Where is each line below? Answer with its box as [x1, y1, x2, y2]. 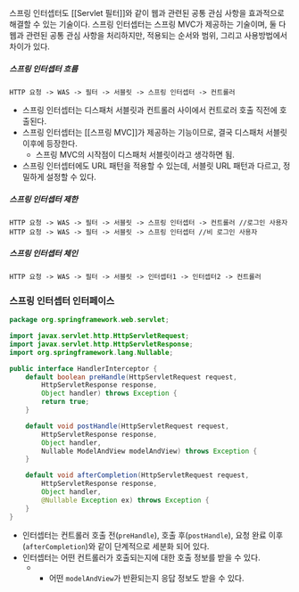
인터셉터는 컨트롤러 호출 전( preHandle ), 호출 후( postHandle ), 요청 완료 [21, 530, 267, 540]
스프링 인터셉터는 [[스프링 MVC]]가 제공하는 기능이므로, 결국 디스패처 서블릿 [21, 127, 288, 137]
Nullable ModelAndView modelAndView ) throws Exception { [41, 447, 257, 456]
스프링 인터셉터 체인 [9, 248, 79, 259]
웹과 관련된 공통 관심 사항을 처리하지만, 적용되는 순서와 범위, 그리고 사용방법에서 [9, 30, 288, 40]
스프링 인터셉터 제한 [9, 193, 79, 204]
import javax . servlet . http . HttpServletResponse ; [9, 340, 194, 349]
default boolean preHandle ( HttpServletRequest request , [25, 373, 238, 382]
